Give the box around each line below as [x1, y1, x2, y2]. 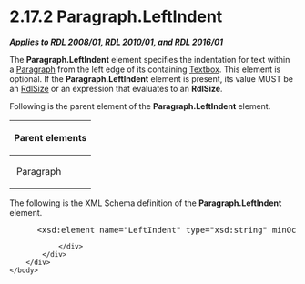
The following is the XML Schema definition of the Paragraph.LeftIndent [9, 198, 282, 208]
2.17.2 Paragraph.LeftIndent [9, 6, 223, 27]
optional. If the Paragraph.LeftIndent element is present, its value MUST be [9, 73, 294, 84]
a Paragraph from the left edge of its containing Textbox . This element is [9, 64, 281, 75]
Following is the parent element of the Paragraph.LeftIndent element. [9, 100, 271, 111]
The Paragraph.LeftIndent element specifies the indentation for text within [9, 54, 290, 65]
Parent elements [14, 131, 87, 144]
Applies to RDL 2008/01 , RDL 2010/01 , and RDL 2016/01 [9, 36, 224, 47]
